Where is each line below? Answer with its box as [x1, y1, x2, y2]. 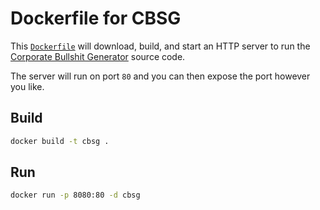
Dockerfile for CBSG [10, 7, 182, 30]
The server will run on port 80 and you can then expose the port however [10, 70, 311, 82]
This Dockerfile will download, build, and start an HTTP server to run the [10, 40, 311, 52]
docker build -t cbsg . [10, 136, 110, 146]
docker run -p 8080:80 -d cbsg [10, 190, 141, 201]
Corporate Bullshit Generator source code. [10, 50, 186, 62]
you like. [10, 80, 45, 92]
